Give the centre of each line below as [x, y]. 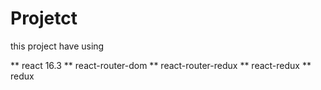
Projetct [44, 18]
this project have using [57, 46]
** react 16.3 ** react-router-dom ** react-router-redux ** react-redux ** [161, 65]
